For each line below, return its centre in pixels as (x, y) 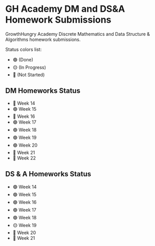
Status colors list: (24, 49)
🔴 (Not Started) (29, 74)
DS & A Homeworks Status (48, 174)
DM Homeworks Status (43, 91)
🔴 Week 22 (24, 158)
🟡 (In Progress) (29, 67)
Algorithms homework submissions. (43, 39)
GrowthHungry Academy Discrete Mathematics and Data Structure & (77, 34)
